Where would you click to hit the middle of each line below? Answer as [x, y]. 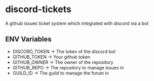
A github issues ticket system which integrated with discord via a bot [77, 23]
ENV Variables [28, 39]
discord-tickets [38, 9]
